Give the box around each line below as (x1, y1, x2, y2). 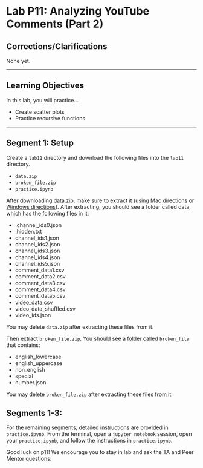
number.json (14, 378, 47, 386)
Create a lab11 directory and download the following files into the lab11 (6, 154, 184, 161)
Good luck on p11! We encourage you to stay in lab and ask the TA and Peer (6, 449, 195, 456)
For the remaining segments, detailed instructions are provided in (6, 424, 169, 431)
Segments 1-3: (6, 408, 62, 418)
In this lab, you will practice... (6, 96, 79, 104)
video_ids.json (14, 311, 51, 318)
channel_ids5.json (14, 260, 60, 267)
